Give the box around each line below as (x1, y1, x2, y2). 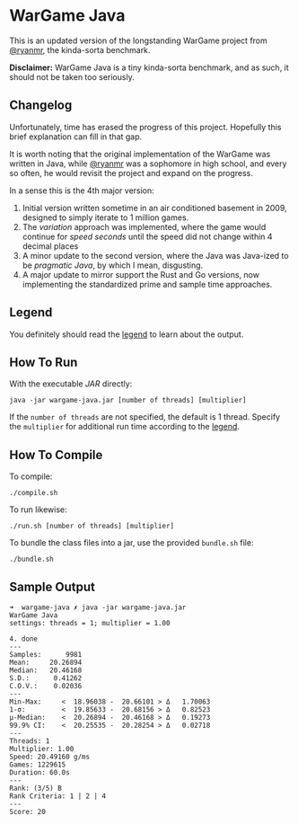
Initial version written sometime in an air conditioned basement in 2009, (22, 202, 287, 213)
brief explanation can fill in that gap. (9, 131, 143, 142)
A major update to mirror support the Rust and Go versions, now (22, 269, 260, 279)
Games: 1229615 (9, 760, 66, 769)
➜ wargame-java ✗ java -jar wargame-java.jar (9, 603, 187, 612)
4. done (9, 634, 39, 643)
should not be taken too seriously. (9, 71, 135, 82)
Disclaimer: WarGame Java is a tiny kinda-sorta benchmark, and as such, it (9, 62, 289, 73)
